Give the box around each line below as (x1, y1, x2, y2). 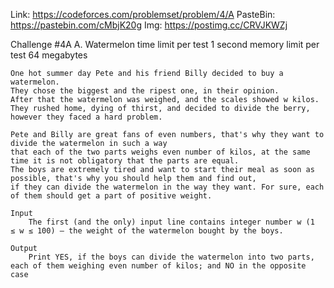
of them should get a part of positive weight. (10, 191, 213, 201)
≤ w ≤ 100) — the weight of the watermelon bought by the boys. (10, 226, 284, 236)
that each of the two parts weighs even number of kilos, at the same (10, 147, 311, 157)
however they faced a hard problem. (10, 112, 163, 122)
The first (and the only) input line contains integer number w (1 (28, 217, 315, 227)
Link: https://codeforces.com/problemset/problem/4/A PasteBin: (10, 9, 276, 20)
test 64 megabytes (10, 49, 88, 61)
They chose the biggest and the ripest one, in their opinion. (10, 86, 280, 96)
